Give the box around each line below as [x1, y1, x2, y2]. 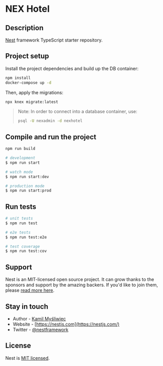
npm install [5, 75, 31, 80]
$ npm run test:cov [5, 249, 47, 254]
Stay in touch [5, 302, 49, 311]
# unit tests [5, 216, 33, 221]
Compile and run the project [5, 133, 96, 141]
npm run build [5, 146, 36, 152]
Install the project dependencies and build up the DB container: [5, 65, 139, 72]
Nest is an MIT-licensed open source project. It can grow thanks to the [5, 276, 154, 283]
